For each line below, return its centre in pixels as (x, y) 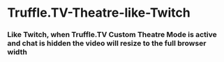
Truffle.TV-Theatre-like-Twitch (99, 13)
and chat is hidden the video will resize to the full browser (107, 43)
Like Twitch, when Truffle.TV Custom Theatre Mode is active (112, 35)
